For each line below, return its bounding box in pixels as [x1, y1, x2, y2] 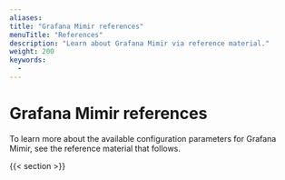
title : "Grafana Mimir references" [9, 22, 144, 31]
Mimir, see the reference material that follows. [9, 143, 182, 154]
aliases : [9, 13, 43, 23]
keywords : [9, 55, 47, 65]
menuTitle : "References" [9, 30, 103, 39]
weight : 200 [9, 47, 54, 56]
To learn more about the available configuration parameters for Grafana [9, 133, 277, 144]
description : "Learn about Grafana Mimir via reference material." [9, 38, 270, 48]
